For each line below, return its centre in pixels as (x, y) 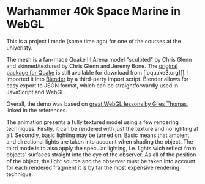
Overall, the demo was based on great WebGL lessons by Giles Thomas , (97, 104)
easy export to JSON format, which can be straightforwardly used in (92, 85)
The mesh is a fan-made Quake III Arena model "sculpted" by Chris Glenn (99, 59)
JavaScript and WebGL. (36, 92)
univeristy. (20, 48)
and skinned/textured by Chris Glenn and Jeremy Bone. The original (92, 66)
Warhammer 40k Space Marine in (94, 11)
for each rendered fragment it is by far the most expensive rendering (93, 167)
